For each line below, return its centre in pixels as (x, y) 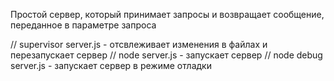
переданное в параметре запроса (83, 25)
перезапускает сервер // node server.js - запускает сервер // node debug (166, 55)
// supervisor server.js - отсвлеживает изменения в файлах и (139, 44)
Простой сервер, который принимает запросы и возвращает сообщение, (167, 14)
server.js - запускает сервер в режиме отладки (111, 65)
